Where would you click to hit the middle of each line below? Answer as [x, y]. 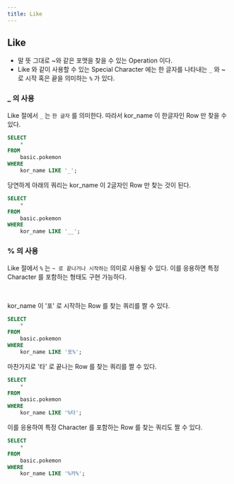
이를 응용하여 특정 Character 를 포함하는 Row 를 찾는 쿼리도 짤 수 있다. [105, 427]
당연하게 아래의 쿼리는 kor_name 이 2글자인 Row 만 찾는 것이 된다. [99, 185]
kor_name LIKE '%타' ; [51, 413]
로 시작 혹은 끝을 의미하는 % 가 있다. [66, 78]
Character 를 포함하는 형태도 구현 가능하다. [67, 277]
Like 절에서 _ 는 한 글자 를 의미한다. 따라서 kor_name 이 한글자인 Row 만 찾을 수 [117, 115]
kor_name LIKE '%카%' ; [53, 474]
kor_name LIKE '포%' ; [51, 352]
